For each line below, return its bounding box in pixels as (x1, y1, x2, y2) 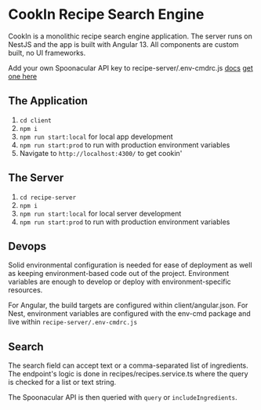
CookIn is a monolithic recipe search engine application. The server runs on (8, 31, 252, 41)
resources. (8, 285, 43, 295)
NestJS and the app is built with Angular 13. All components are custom (8, 39, 239, 49)
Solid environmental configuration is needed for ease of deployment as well (8, 260, 252, 270)
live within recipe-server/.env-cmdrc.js (8, 317, 138, 327)
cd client (19, 116, 53, 125)
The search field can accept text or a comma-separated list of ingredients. (8, 361, 248, 370)
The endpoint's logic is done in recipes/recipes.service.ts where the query (8, 369, 248, 379)
